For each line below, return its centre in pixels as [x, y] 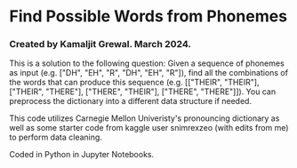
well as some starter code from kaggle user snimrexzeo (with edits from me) [149, 128]
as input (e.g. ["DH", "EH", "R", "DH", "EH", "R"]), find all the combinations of [149, 73]
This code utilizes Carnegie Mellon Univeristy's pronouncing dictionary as [144, 118]
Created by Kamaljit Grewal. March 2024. [100, 44]
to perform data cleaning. [56, 137]
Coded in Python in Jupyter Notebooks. [82, 155]
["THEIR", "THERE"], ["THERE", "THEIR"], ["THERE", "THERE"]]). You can [143, 92]
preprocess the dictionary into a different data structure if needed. [130, 101]
